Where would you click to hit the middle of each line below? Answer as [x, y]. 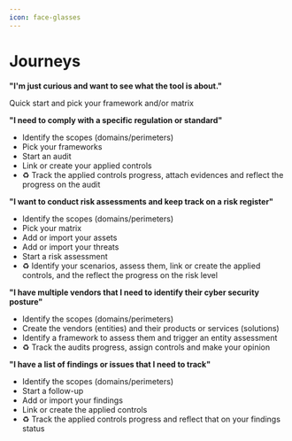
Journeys [45, 61]
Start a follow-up [53, 391]
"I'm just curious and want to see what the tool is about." [116, 86]
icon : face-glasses [45, 17]
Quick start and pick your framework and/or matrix [102, 103]
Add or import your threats [70, 247]
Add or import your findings [73, 400]
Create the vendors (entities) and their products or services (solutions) [151, 328]
